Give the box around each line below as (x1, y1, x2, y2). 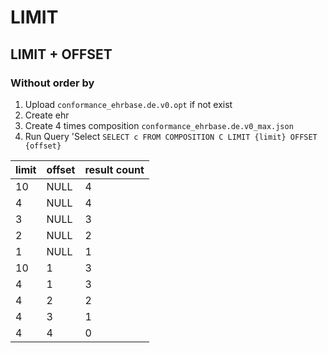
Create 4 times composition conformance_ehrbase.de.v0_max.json (24, 119, 294, 131)
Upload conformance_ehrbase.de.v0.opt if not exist (24, 98, 233, 110)
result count (84, 162, 145, 176)
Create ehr (24, 109, 70, 121)
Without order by (10, 76, 95, 90)
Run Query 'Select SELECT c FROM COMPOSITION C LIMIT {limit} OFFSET (24, 130, 318, 142)
